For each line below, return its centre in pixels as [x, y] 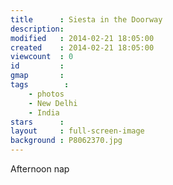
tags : [40, 85]
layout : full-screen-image [77, 131]
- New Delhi [53, 103]
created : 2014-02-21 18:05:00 [82, 47]
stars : [37, 122]
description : [37, 29]
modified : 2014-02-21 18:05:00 [82, 38]
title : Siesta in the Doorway [86, 19]
